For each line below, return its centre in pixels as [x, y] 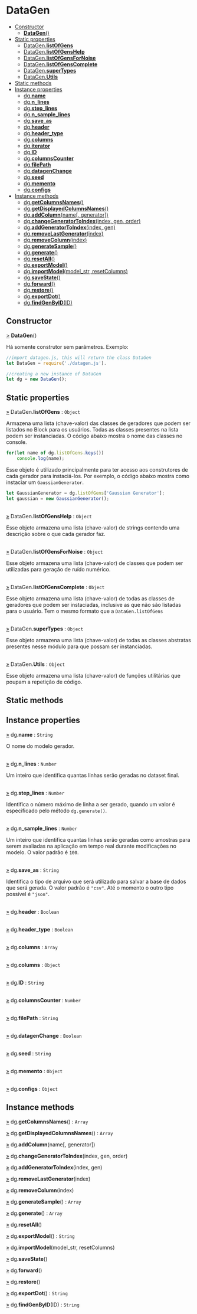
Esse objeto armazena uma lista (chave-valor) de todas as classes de [91, 598]
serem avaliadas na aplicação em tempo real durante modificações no [91, 846]
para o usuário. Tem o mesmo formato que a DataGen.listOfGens [85, 611]
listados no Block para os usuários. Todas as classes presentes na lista [92, 430]
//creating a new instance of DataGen [54, 374]
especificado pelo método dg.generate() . [57, 810]
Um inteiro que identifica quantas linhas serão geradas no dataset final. [93, 775]
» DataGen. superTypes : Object [45, 629]
